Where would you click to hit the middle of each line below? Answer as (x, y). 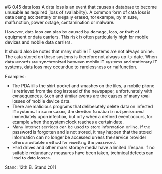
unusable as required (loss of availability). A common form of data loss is (78, 12)
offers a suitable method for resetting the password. (64, 142)
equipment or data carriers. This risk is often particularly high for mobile (77, 37)
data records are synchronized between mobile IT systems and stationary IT (81, 62)
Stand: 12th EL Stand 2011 (31, 167)
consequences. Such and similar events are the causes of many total (81, 96)
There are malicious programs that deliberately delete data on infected (82, 106)
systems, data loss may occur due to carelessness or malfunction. (71, 67)
